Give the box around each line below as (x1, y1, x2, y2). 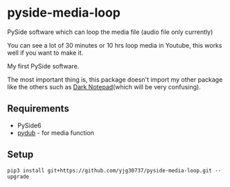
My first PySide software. (7, 62, 80, 70)
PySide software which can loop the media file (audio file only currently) (7, 28, 213, 36)
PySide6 (17, 121, 42, 130)
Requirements (7, 103, 69, 115)
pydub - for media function (17, 128, 95, 136)
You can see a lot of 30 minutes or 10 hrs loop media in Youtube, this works (7, 41, 222, 49)
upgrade (7, 173, 30, 180)
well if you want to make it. (7, 48, 84, 57)
